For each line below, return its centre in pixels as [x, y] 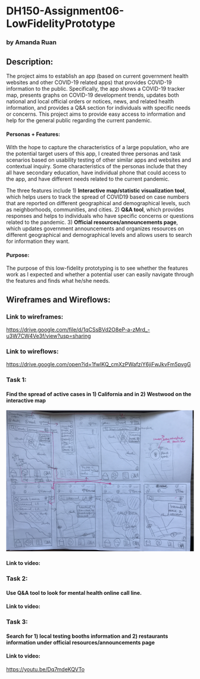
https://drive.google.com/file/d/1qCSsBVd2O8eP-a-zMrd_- [78, 330]
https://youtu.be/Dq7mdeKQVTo [46, 669]
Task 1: [16, 380]
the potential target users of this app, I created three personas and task [93, 154]
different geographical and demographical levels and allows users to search [99, 235]
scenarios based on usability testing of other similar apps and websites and [99, 160]
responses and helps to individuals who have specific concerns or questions [100, 216]
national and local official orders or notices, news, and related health [90, 101]
